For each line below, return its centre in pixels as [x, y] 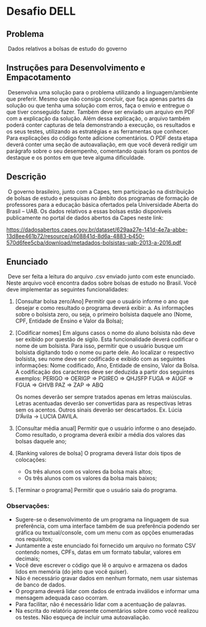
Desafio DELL [41, 11]
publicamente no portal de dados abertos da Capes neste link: [85, 217]
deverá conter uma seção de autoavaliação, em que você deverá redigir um [102, 144]
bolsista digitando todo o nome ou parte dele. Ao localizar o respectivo [105, 352]
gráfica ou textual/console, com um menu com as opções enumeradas [105, 533]
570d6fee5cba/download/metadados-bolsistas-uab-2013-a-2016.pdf [94, 242]
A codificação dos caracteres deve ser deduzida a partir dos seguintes [105, 372]
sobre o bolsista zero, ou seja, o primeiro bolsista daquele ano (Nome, [104, 315]
